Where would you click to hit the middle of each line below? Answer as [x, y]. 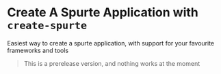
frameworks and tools [38, 50]
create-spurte [47, 25]
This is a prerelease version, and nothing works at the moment [112, 63]
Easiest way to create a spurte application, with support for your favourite [111, 43]
